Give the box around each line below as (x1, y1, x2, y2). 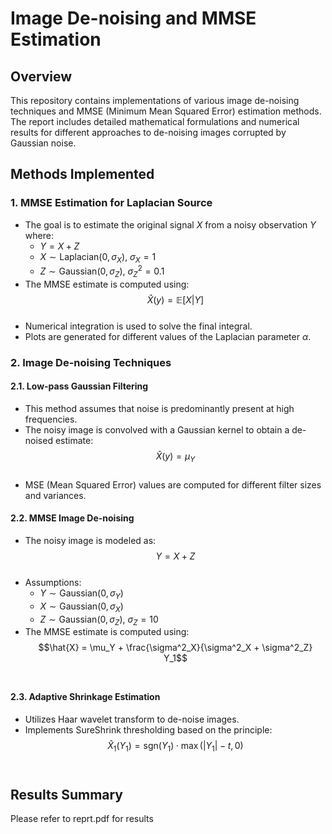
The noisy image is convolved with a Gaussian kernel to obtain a (24, 424, 290, 436)
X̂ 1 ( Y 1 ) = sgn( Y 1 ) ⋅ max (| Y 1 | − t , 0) (107, 739, 244, 754)
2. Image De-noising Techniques (10, 355, 172, 369)
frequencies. (24, 413, 78, 426)
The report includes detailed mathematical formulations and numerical (10, 116, 300, 127)
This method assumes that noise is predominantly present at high (24, 403, 295, 415)
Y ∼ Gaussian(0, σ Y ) (39, 587, 124, 601)
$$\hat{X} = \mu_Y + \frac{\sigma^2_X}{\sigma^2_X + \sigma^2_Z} (38, 642, 313, 654)
